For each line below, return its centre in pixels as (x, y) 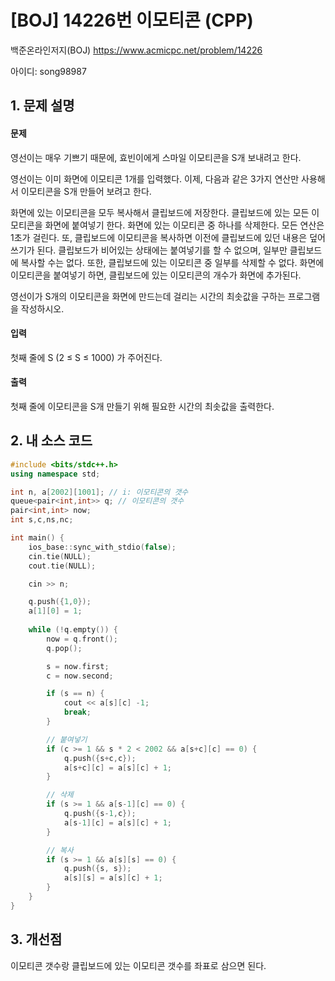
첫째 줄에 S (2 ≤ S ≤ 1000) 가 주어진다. (86, 357)
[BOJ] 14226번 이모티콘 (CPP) (132, 20)
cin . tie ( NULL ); (60, 556)
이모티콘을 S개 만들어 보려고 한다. (86, 191)
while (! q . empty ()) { (73, 630)
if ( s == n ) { (75, 694)
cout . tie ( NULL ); (62, 566)
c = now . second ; (80, 676)
